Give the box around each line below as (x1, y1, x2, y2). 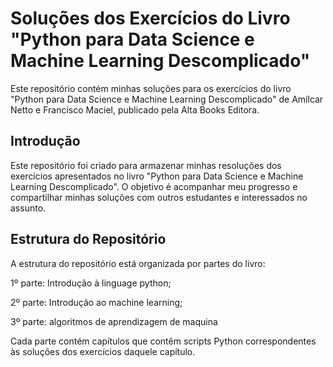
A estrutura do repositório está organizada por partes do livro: (10, 257, 266, 269)
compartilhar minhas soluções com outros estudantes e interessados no (10, 191, 308, 203)
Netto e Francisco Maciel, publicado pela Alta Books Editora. (10, 103, 260, 116)
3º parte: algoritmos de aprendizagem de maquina (10, 315, 218, 327)
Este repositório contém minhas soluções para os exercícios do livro (10, 82, 292, 94)
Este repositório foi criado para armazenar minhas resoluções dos (10, 159, 282, 171)
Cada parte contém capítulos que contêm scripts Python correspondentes (10, 335, 317, 347)
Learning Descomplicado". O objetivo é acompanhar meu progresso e (10, 180, 298, 192)
